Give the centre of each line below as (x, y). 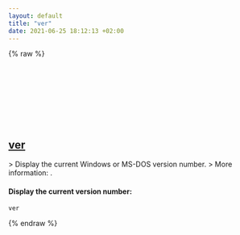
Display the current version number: (70, 191)
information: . (31, 173)
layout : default (35, 16)
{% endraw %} (33, 224)
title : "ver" (30, 23)
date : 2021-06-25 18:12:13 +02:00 (66, 31)
